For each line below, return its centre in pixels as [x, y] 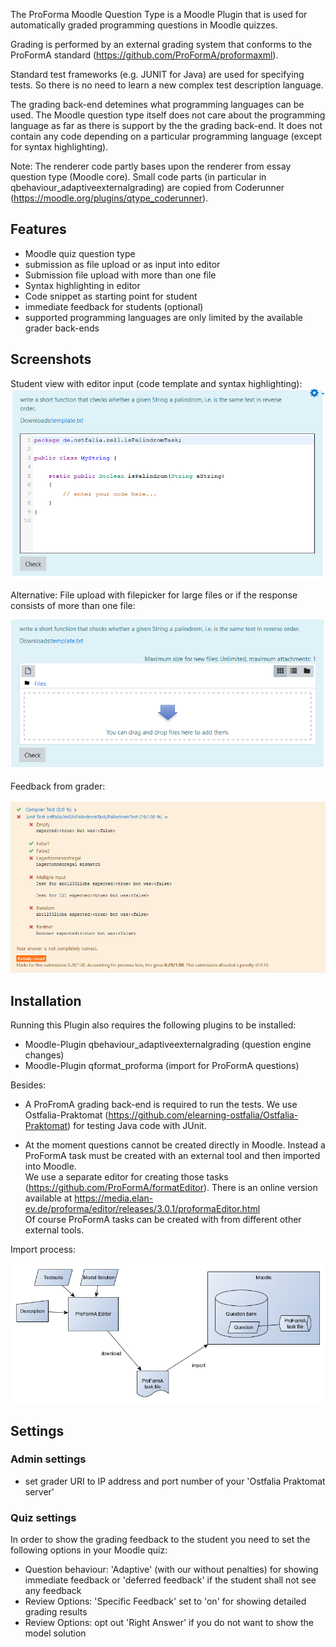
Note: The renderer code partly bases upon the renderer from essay [151, 166]
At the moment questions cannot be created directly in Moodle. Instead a [175, 1145]
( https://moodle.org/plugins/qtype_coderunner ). [109, 198]
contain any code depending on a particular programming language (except [166, 136]
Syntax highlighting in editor [82, 285]
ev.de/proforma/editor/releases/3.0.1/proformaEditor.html [142, 1209]
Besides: [28, 1085]
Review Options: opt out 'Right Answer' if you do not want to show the [169, 1623]
